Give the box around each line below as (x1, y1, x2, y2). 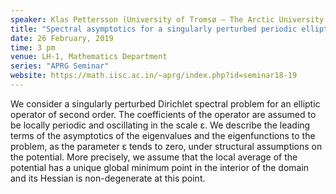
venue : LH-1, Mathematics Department (10, 52, 168, 62)
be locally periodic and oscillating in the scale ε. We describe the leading (10, 119, 311, 131)
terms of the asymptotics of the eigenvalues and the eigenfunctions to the (10, 129, 316, 141)
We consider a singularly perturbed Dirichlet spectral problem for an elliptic (10, 97, 321, 110)
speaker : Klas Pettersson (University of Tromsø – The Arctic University (10, 14, 325, 25)
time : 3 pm (10, 42, 56, 53)
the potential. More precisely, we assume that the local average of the (10, 151, 298, 163)
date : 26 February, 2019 (10, 33, 114, 43)
